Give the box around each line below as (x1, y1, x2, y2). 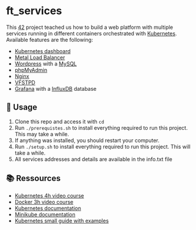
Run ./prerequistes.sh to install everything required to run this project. (14, 124, 188, 131)
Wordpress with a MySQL (14, 60, 77, 67)
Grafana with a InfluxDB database (14, 85, 97, 92)
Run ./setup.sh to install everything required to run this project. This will (14, 143, 191, 150)
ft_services (6, 4, 63, 18)
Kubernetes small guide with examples (14, 217, 109, 224)
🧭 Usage (6, 102, 37, 113)
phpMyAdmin (14, 66, 48, 73)
